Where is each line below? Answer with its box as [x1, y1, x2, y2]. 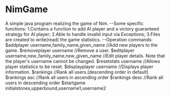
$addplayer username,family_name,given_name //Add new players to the [5, 42, 158, 48]
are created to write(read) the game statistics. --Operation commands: [5, 37, 153, 43]
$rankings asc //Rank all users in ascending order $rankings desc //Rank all [5, 74, 163, 80]
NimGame [5, 4, 48, 15]
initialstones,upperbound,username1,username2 [5, 85, 107, 91]
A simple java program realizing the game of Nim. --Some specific [5, 20, 144, 26]
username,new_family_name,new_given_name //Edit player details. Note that [5, 52, 165, 59]
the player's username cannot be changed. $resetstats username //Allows [5, 58, 160, 64]
